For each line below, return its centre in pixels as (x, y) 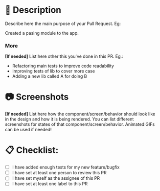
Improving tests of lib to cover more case (54, 71)
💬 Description (33, 10)
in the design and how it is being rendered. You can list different (69, 119)
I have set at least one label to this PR (50, 184)
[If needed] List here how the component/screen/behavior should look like (80, 114)
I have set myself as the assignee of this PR (56, 178)
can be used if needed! (28, 130)
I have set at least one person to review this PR (59, 173)
